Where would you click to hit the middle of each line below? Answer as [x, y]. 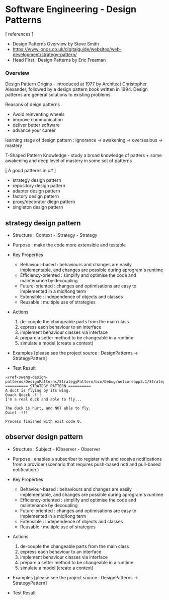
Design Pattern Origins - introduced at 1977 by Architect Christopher [76, 84]
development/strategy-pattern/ [45, 55]
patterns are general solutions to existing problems [58, 95]
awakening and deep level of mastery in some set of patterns [69, 161]
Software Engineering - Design [71, 9]
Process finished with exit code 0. [44, 422]
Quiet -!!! [17, 413]
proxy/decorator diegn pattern [44, 202]
